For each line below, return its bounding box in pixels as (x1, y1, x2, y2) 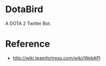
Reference (5, 38, 50, 50)
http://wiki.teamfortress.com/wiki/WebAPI (12, 55, 101, 61)
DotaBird (5, 4, 43, 15)
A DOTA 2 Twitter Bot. (5, 20, 51, 26)
